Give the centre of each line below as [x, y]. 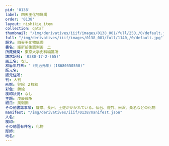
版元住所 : [14, 75]
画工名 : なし [17, 61]
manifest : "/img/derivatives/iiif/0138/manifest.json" [64, 113]
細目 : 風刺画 [17, 103]
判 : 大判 [13, 80]
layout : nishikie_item [29, 24]
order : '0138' [20, 19]
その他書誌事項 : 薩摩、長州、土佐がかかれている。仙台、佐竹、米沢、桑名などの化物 [80, 108]
